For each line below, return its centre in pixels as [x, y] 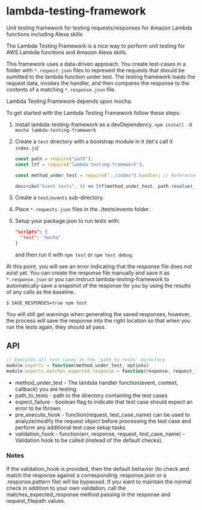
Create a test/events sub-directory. [59, 197]
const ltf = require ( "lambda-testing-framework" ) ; [80, 164]
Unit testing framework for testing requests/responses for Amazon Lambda [99, 28]
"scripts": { [31, 232]
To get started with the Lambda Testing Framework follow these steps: [93, 113]
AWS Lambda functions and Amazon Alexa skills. [67, 52]
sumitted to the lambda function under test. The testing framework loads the [101, 76]
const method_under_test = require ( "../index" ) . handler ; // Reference [105, 175]
